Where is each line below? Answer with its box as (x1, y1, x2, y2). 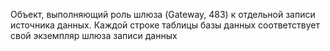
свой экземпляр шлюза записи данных (10, 30, 178, 41)
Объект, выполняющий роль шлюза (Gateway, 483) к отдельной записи (10, 9, 316, 20)
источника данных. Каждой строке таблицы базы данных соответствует (10, 19, 320, 31)
